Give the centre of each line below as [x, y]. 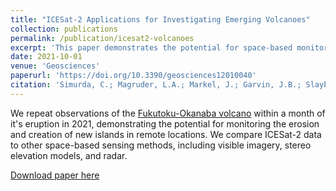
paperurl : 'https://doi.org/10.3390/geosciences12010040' [133, 76]
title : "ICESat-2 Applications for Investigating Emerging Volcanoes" [160, 19]
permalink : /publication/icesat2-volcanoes [102, 38]
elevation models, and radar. [69, 155]
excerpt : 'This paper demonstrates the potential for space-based [151, 47]
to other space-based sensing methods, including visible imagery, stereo [161, 145]
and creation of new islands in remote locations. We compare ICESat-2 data [166, 134]
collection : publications [64, 29]
